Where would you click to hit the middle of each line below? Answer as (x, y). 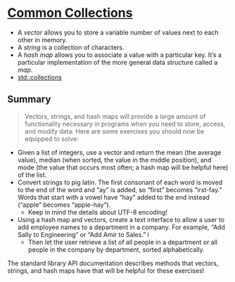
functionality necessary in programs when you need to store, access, (125, 124)
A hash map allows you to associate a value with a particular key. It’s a (119, 55)
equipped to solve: (51, 139)
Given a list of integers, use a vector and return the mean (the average (119, 152)
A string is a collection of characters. (71, 47)
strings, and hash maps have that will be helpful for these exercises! (106, 270)
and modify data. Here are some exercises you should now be (114, 131)
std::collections (39, 77)
